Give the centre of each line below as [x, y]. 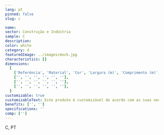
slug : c [13, 19]
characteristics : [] [26, 59]
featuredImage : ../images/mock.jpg [41, 55]
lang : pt [14, 10]
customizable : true [25, 96]
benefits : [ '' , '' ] [25, 105]
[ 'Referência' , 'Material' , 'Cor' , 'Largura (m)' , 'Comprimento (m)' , [87, 73]
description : [18, 41]
